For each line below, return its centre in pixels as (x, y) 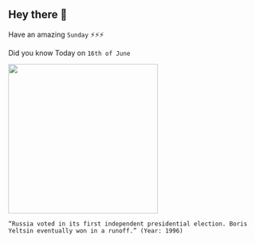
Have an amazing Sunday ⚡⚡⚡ (56, 34)
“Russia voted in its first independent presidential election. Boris (128, 224)
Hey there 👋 (38, 15)
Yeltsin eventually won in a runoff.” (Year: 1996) (96, 231)
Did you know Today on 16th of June (69, 53)
